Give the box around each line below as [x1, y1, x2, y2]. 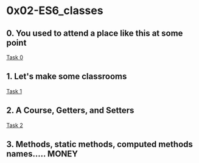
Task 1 [6, 87, 23, 95]
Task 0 [6, 54, 23, 61]
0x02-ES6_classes [6, 4, 103, 18]
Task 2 [6, 121, 23, 129]
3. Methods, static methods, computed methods [6, 139, 194, 150]
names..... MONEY [6, 149, 78, 159]
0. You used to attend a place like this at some [6, 28, 183, 38]
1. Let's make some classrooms [6, 71, 127, 82]
